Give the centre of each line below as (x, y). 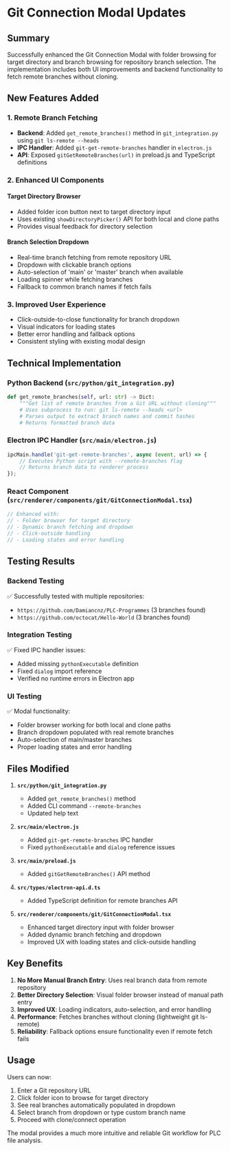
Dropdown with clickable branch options (74, 265)
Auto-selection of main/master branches (74, 740)
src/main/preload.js (46, 861)
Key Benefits (35, 963)
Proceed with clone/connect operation (71, 1119)
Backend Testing (36, 581)
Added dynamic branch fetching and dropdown (94, 934)
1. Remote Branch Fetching (53, 118)
